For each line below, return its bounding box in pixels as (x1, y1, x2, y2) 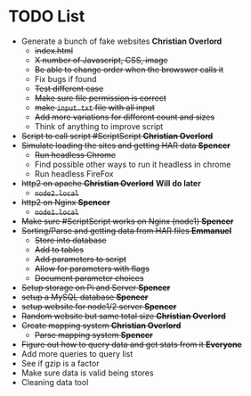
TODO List (8, 6, 85, 27)
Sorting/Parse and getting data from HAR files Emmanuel (20, 225, 232, 235)
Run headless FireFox (34, 168, 114, 179)
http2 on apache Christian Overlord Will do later (20, 177, 201, 188)
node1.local (34, 208, 79, 217)
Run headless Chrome (34, 149, 117, 160)
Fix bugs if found (34, 73, 97, 84)
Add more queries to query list (20, 348, 134, 359)
